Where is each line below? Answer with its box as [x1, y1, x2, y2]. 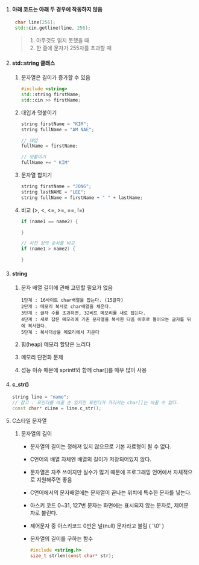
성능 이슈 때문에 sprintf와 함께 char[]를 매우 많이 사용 [21, 367, 147, 374]
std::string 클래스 [11, 59, 55, 67]
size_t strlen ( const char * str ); [30, 552, 115, 559]
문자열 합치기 [21, 171, 52, 178]
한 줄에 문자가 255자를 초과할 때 [36, 44, 112, 51]
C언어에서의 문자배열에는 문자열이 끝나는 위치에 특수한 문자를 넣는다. [30, 489, 192, 496]
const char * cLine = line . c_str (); [11, 405, 102, 411]
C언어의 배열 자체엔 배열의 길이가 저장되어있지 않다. [30, 456, 152, 463]
